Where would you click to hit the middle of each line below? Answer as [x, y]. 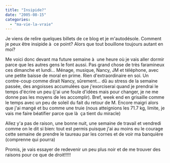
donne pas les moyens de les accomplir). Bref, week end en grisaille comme [85, 97]
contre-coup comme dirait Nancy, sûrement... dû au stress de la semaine [82, 81]
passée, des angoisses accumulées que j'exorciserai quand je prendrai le [82, 87]
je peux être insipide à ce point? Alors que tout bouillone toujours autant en [84, 44]
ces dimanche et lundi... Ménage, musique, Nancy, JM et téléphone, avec [82, 70]
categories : [18, 19]
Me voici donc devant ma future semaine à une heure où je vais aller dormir [85, 60]
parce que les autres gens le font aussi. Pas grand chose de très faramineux [85, 65]
